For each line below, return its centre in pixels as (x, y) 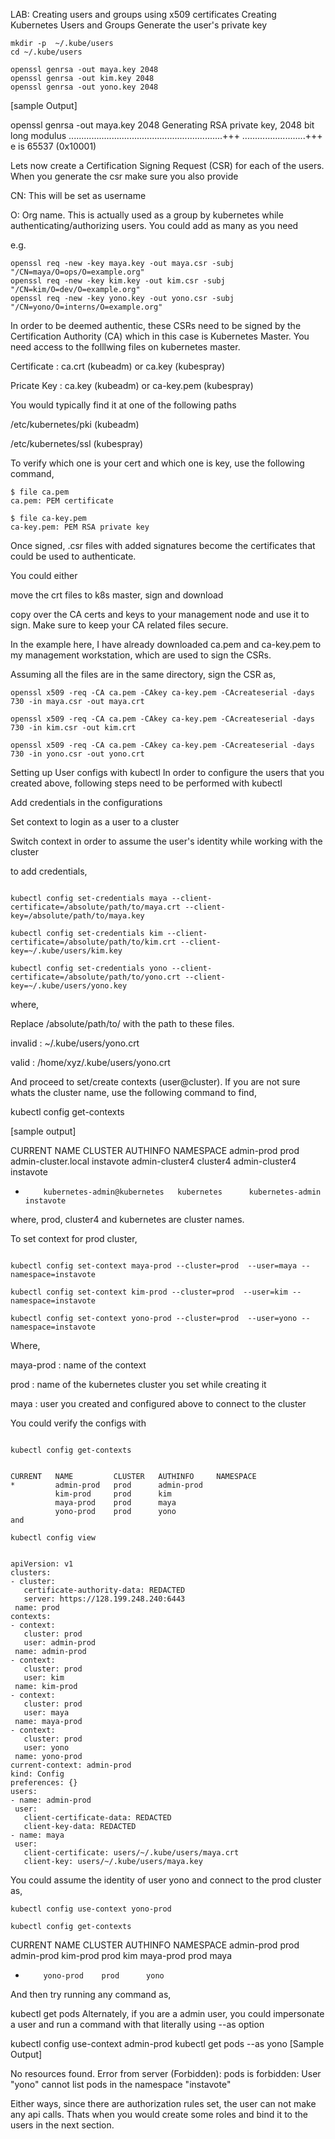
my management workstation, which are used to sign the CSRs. (141, 655)
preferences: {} (44, 1783)
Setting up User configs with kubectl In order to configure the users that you (167, 772)
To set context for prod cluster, (74, 1238)
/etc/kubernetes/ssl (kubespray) (77, 443)
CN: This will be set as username (78, 195)
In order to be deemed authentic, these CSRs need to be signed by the (156, 325)
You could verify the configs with (78, 1423)
